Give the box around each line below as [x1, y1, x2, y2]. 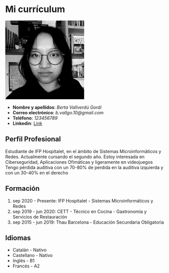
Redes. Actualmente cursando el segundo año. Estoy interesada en [5, 154, 145, 160]
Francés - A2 [12, 263, 40, 269]
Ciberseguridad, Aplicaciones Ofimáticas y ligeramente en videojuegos [5, 159, 153, 165]
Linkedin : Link [12, 120, 42, 126]
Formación [5, 184, 40, 193]
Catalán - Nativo [12, 247, 47, 253]
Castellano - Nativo [12, 252, 53, 258]
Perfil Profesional [5, 135, 62, 144]
